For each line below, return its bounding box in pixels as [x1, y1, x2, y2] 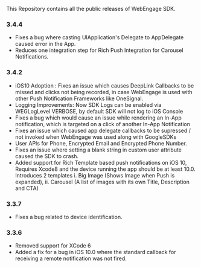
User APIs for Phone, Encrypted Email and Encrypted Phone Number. [14, 139, 187, 147]
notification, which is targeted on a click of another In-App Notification [14, 120, 191, 127]
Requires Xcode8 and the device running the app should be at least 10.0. [14, 165, 196, 173]
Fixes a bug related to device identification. [14, 213, 123, 220]
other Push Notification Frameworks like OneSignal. [14, 95, 144, 102]
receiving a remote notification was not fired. [14, 255, 127, 262]
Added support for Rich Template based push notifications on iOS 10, [14, 159, 187, 166]
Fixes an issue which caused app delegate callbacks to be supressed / [14, 127, 191, 134]
